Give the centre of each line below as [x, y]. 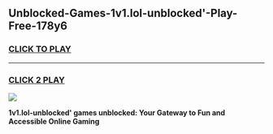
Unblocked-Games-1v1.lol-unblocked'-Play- [123, 13]
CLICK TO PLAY [40, 50]
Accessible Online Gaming [54, 121]
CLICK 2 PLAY [37, 80]
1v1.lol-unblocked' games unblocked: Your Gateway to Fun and [117, 112]
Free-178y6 [38, 26]
